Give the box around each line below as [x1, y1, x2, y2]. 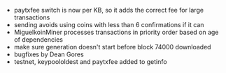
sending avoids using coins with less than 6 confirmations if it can [13, 21, 204, 29]
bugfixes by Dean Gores [13, 50, 84, 58]
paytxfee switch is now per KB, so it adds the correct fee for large [13, 6, 204, 14]
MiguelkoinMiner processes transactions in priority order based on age [13, 28, 219, 36]
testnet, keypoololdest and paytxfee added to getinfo [13, 58, 167, 65]
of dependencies [13, 35, 63, 44]
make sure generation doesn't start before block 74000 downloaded [13, 43, 211, 51]
